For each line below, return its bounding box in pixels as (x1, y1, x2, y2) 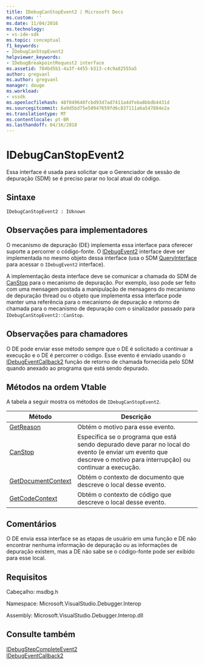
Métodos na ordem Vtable (6, 381, 107, 392)
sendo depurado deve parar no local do (77, 440, 190, 449)
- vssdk (6, 94, 26, 100)
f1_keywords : (6, 43, 39, 49)
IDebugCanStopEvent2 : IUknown (6, 208, 86, 215)
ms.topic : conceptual (6, 37, 61, 43)
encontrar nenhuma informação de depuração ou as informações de (6, 541, 178, 549)
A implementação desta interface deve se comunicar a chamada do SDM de (6, 272, 197, 280)
